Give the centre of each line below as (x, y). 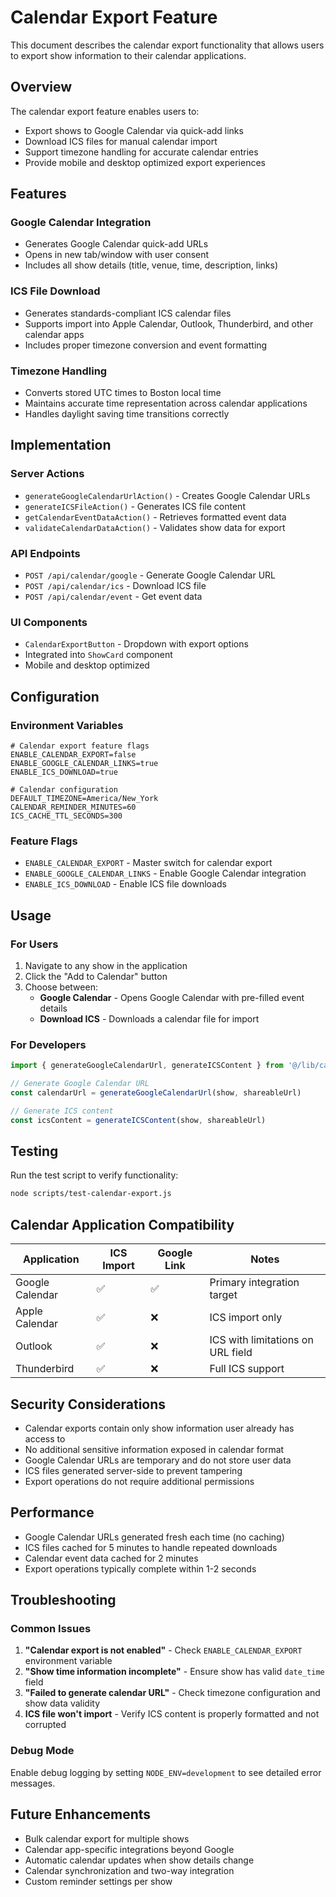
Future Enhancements (81, 1814)
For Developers (48, 1044)
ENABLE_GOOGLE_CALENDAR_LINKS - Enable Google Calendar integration (165, 873)
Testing (34, 1151)
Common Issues (51, 1629)
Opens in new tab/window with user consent (117, 255)
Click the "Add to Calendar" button (96, 976)
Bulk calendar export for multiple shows (107, 1838)
